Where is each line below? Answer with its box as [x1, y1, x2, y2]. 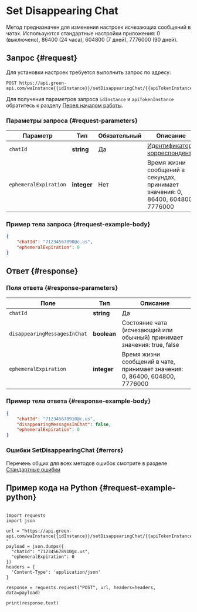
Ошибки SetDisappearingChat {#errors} [6, 446, 124, 454]
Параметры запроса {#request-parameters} [6, 116, 138, 125]
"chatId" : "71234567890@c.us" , [16, 239, 93, 245]
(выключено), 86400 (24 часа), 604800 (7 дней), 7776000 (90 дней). [6, 36, 178, 43]
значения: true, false [121, 340, 179, 349]
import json [6, 518, 35, 524]
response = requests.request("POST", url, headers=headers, [6, 585, 157, 591]
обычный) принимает [121, 333, 184, 342]
